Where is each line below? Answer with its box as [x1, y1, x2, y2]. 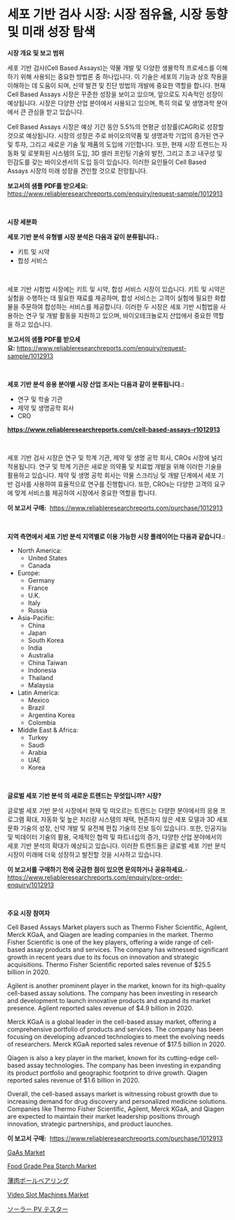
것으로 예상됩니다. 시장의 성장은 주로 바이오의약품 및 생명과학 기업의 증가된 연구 [7, 131, 224, 139]
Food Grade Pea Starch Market [7, 1162, 97, 1170]
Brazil [27, 703, 45, 712]
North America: [17, 546, 62, 555]
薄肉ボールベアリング [7, 1176, 69, 1185]
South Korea [27, 636, 65, 644]
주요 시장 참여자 [7, 909, 51, 917]
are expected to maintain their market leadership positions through [7, 1112, 200, 1120]
